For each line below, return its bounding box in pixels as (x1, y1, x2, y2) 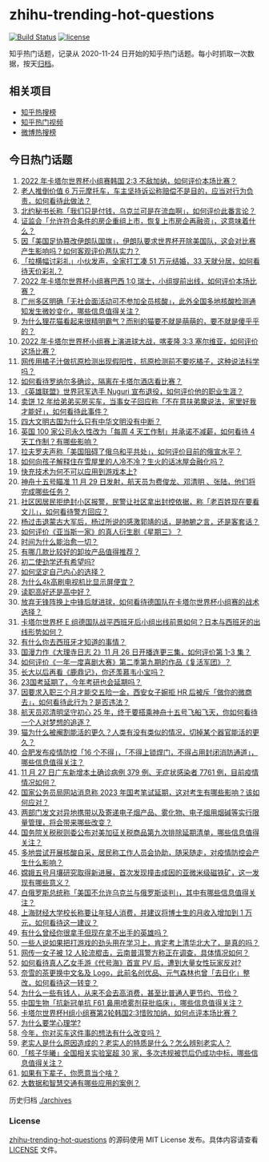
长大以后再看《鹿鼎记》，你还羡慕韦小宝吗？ (20, 667, 165, 677)
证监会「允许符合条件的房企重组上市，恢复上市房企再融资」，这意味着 (20, 216, 249, 225)
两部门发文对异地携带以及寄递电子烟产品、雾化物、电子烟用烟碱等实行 (20, 808, 253, 817)
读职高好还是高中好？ (20, 587, 91, 597)
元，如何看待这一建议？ (20, 917, 98, 927)
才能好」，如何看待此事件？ (20, 407, 109, 416)
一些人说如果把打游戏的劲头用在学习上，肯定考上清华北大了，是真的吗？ (20, 937, 259, 947)
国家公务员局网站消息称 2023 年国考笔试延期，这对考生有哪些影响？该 (20, 787, 253, 797)
